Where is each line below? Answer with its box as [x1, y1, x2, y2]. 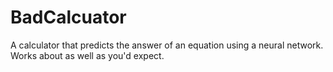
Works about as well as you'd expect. [10, 49, 165, 61]
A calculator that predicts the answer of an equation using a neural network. [10, 39, 324, 51]
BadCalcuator [10, 6, 127, 29]
